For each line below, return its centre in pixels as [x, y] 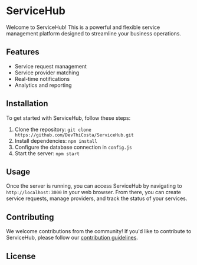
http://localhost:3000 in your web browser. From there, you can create [94, 192]
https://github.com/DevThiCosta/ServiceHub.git [74, 135]
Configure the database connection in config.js [73, 147]
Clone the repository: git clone [53, 129]
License [21, 256]
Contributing [30, 217]
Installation [27, 104]
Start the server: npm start [47, 153]
